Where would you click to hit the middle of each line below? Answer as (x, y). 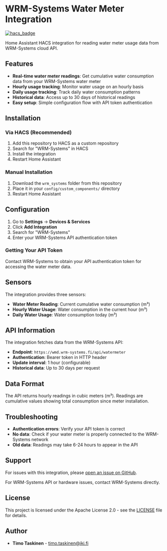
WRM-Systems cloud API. (32, 48)
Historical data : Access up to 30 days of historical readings (74, 97)
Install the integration (34, 154)
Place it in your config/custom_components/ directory (66, 188)
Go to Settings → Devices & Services (51, 221)
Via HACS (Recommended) (39, 132)
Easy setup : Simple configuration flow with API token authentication (83, 102)
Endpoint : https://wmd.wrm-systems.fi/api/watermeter (69, 352)
